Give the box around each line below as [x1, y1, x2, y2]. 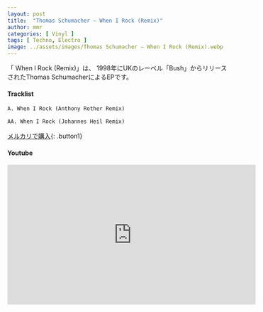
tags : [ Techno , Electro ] [7, 37, 87, 44]
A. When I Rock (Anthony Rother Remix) [7, 105, 125, 112]
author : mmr [7, 23, 43, 31]
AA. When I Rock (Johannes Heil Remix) [7, 118, 125, 125]
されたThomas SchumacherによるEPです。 [7, 72, 133, 81]
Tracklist [7, 90, 34, 98]
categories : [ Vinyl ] [7, 30, 74, 38]
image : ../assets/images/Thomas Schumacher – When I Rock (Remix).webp [7, 43, 223, 50]
